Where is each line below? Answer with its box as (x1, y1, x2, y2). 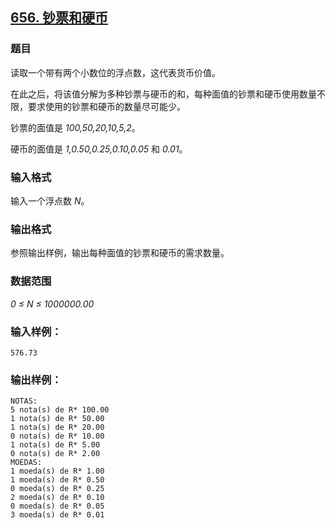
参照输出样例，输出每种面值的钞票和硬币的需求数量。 (10, 247, 230, 259)
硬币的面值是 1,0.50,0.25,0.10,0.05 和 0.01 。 (10, 143, 188, 155)
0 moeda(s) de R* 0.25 (10, 484, 105, 494)
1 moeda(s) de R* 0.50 (10, 475, 105, 485)
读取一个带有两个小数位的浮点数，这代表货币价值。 (10, 66, 221, 78)
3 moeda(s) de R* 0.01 (10, 510, 105, 520)
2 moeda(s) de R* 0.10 (10, 493, 105, 503)
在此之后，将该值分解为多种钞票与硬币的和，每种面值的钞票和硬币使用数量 (10, 88, 317, 100)
